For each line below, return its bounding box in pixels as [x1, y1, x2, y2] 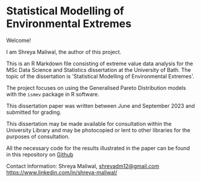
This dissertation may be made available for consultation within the [6, 120, 172, 127]
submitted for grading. [6, 108, 62, 116]
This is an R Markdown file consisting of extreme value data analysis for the [6, 60, 193, 67]
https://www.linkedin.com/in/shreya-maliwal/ [6, 169, 118, 176]
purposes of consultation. [6, 133, 70, 140]
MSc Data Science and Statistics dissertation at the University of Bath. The [6, 66, 191, 73]
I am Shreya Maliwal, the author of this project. [6, 48, 122, 55]
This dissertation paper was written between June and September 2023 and [6, 102, 195, 109]
